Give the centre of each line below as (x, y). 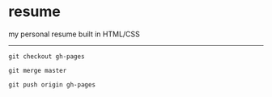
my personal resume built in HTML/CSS (74, 34)
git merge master (38, 70)
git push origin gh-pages (52, 84)
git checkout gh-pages (47, 56)
